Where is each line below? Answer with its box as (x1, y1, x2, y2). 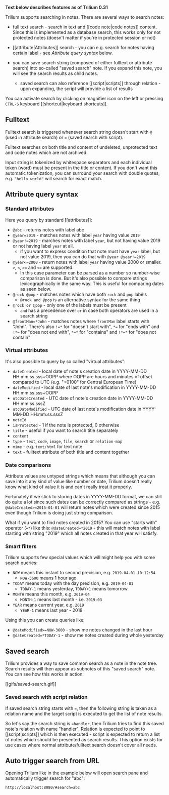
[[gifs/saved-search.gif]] (5, 681, 57, 687)
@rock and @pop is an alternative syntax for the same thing (20, 296, 140, 303)
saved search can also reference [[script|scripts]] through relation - (20, 81, 161, 86)
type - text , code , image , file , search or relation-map (12, 438, 123, 444)
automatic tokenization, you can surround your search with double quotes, (5, 170, 160, 176)
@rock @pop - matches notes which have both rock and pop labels (12, 291, 147, 297)
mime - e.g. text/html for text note (12, 443, 83, 450)
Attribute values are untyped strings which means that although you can (5, 473, 155, 479)
